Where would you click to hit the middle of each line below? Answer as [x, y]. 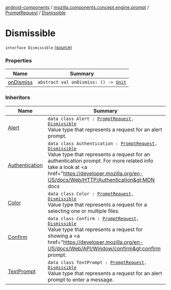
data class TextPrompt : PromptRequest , [97, 262]
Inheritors [18, 98]
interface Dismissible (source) [39, 47]
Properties [19, 61]
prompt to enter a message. [81, 279]
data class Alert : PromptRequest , [91, 119]
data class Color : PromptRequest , [91, 194]
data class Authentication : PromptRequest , [103, 143]
